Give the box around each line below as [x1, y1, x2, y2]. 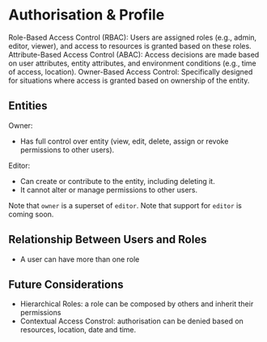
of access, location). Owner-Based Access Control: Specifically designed [8, 66, 253, 76]
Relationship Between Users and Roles [8, 233, 207, 246]
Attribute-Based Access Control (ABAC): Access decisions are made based [8, 49, 260, 59]
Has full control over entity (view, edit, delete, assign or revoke [19, 136, 229, 146]
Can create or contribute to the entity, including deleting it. [19, 176, 216, 186]
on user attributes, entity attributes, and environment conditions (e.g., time [8, 58, 256, 68]
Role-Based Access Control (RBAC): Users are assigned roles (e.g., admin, [8, 32, 257, 42]
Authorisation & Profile [8, 6, 165, 24]
